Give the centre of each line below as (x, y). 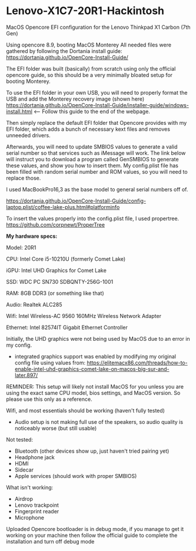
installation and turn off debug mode (50, 541)
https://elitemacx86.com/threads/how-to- (137, 363)
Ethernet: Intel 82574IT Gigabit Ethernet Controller (67, 327)
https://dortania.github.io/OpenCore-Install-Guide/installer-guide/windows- (98, 105)
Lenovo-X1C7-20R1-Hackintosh (85, 11)
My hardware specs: (32, 236)
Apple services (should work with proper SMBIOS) (76, 476)
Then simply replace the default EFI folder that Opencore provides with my (97, 122)
